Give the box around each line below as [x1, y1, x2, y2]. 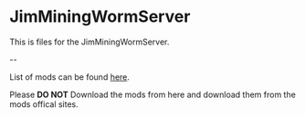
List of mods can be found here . [9, 71, 131, 83]
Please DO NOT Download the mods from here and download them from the [9, 89, 297, 100]
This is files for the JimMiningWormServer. [9, 36, 170, 47]
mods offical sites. [9, 98, 79, 110]
